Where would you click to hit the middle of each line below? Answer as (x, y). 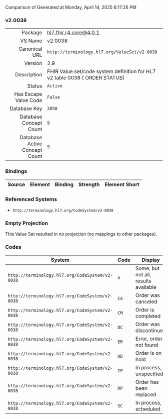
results (143, 281)
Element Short (122, 184)
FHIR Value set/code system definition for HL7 (101, 71)
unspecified (149, 374)
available (146, 287)
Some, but (147, 268)
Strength (89, 184)
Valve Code (29, 100)
